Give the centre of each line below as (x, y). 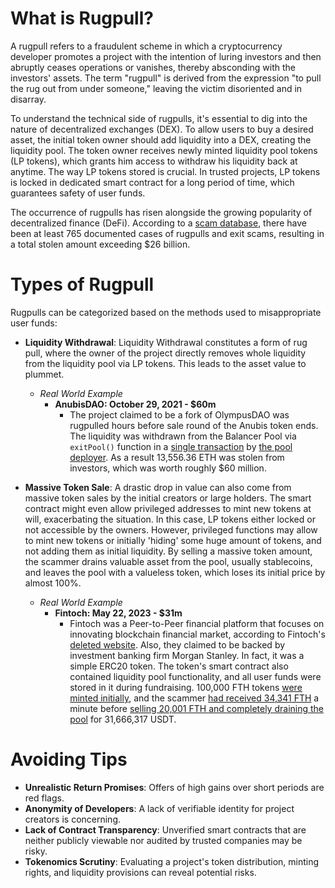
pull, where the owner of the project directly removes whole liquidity (165, 353)
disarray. (28, 99)
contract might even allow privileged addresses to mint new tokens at (168, 508)
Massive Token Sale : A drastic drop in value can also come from (158, 487)
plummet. (44, 374)
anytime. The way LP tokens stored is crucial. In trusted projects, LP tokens (165, 171)
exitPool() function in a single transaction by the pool (181, 446)
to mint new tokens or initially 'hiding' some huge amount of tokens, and (173, 540)
